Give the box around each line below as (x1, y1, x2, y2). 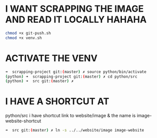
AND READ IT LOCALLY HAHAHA (5, 14, 147, 25)
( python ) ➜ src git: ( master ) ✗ (5, 79, 74, 84)
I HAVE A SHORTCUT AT (5, 96, 109, 107)
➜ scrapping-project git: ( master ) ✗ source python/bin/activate (5, 69, 146, 74)
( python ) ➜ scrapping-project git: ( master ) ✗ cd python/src (5, 74, 138, 79)
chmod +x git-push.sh (5, 30, 51, 36)
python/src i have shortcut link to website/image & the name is (5, 113, 136, 119)
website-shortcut (5, 118, 42, 124)
